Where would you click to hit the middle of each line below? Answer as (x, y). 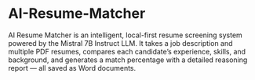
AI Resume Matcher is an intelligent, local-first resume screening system (126, 35)
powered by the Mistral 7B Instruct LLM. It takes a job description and (120, 43)
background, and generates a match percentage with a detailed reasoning (128, 60)
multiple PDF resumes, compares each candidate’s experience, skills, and (127, 51)
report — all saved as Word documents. (72, 68)
